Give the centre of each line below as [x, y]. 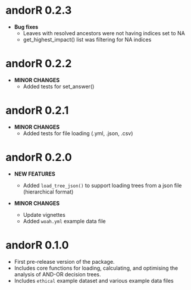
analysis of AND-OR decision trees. [58, 274]
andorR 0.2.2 [39, 64]
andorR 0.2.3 [39, 10]
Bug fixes [26, 27]
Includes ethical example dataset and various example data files [94, 280]
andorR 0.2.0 [39, 157]
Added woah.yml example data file [64, 221]
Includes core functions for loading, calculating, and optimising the [96, 268]
